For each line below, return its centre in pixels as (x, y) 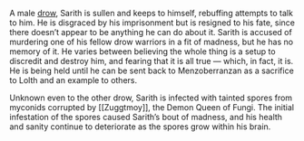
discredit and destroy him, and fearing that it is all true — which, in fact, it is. (152, 61)
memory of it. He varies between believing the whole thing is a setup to (142, 52)
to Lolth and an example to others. (74, 80)
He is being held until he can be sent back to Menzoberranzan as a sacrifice (152, 70)
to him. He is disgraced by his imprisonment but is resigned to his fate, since (152, 23)
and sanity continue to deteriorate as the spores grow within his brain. (140, 127)
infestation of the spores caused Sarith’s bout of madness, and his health (146, 117)
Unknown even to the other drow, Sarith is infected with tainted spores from (151, 98)
